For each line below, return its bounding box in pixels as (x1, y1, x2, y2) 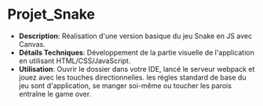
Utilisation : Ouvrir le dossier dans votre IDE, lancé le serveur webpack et (18, 64, 255, 73)
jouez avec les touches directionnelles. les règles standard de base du (18, 72, 247, 82)
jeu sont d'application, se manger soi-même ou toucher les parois (18, 80, 232, 90)
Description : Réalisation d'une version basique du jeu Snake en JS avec (18, 31, 253, 41)
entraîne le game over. (18, 89, 92, 98)
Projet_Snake (7, 5, 96, 23)
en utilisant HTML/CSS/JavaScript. (18, 56, 131, 65)
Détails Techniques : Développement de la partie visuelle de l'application (18, 48, 254, 57)
